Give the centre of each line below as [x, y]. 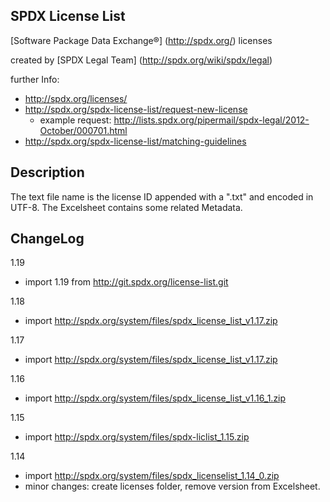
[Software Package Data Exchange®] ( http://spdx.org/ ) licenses [141, 40]
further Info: [35, 79]
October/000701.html [83, 130]
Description [47, 172]
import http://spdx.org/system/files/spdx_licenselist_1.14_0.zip [152, 476]
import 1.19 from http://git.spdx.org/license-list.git [126, 282]
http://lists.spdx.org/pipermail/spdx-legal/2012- [211, 120]
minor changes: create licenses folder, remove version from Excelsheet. [172, 486]
